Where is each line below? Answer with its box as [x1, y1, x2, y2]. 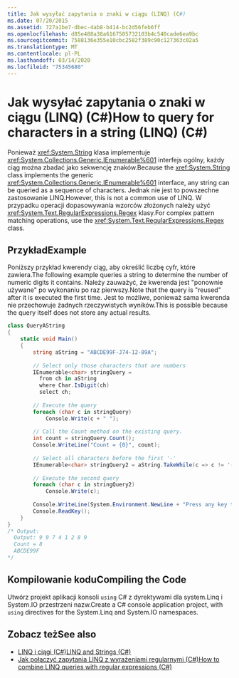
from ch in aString [38, 375, 97, 382]
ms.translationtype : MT [7, 43, 78, 51]
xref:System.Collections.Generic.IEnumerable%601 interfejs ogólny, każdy [7, 155, 225, 164]
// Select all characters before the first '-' [33, 454, 176, 461]
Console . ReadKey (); [33, 507, 91, 515]
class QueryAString [7, 322, 65, 330]
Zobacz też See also [7, 628, 97, 641]
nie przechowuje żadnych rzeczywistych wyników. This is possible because [7, 301, 228, 310]
